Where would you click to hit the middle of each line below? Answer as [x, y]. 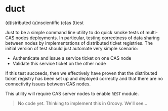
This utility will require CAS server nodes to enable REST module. [72, 93]
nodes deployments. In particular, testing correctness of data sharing [88, 38]
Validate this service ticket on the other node [59, 63]
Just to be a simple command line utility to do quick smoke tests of [75, 32]
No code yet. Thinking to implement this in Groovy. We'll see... [82, 103]
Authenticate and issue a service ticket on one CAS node [72, 58]
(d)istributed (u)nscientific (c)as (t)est [45, 23]
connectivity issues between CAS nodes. [48, 84]
